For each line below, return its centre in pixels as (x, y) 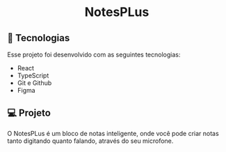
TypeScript (33, 75)
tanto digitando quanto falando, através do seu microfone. (90, 141)
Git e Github (34, 83)
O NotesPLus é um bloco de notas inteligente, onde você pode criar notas (113, 133)
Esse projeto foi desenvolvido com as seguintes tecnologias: (94, 54)
